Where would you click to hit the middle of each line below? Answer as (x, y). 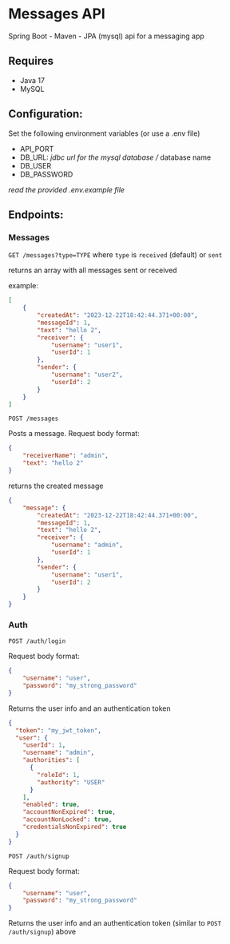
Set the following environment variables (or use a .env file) (104, 133)
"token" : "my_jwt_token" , (59, 730)
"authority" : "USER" (71, 782)
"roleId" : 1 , (59, 775)
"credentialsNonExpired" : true (75, 827)
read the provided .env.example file (67, 189)
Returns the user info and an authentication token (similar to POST (115, 923)
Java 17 (32, 80)
